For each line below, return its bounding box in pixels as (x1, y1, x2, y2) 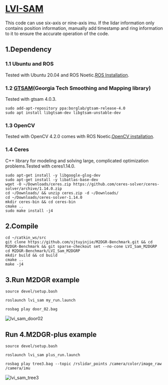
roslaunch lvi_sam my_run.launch (5, 298, 76, 303)
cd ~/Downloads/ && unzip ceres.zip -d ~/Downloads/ (5, 190, 119, 195)
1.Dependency (5, 45, 52, 54)
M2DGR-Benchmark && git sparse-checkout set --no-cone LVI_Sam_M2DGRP (5, 244, 157, 249)
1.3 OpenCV (5, 122, 35, 129)
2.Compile (5, 222, 39, 230)
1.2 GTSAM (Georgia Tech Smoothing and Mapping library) (5, 84, 151, 92)
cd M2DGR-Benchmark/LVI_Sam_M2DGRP (5, 248, 80, 253)
